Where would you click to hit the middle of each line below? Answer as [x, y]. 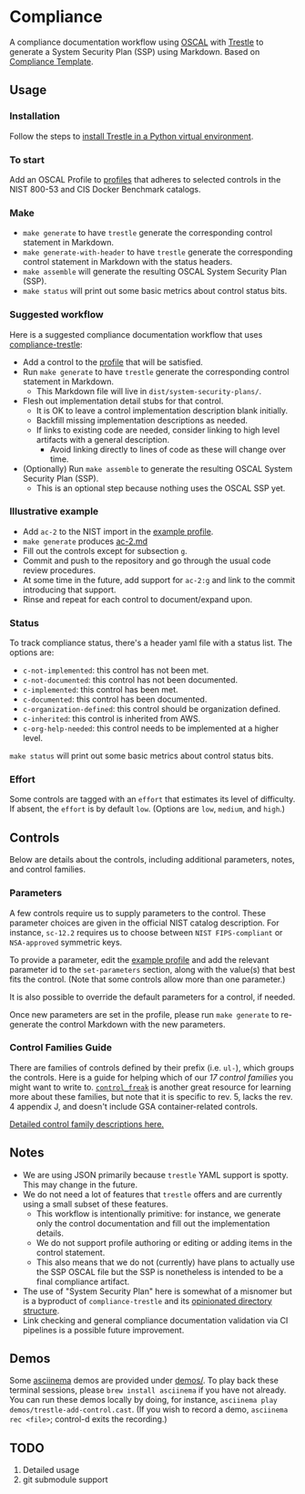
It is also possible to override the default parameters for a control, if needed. [152, 997]
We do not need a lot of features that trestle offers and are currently [152, 1194]
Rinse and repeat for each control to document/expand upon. [137, 599]
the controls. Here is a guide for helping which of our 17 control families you [152, 1077]
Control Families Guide [61, 1048]
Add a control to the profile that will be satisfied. [112, 361]
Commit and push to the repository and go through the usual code [147, 560]
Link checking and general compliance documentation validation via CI [155, 1320]
